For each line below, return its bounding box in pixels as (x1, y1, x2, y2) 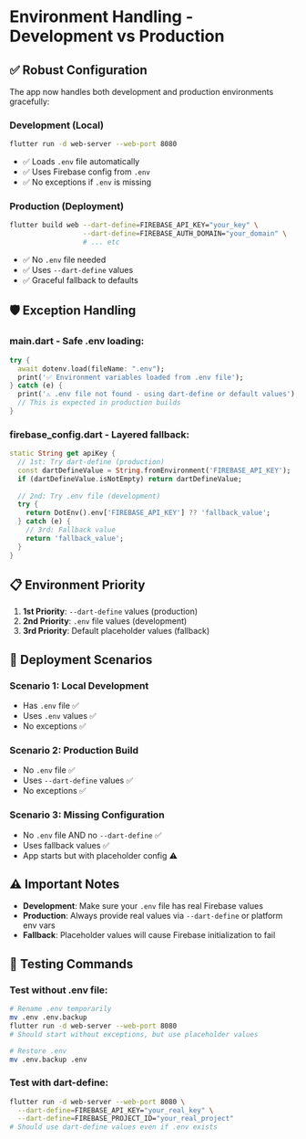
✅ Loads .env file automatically (22, 156, 140, 167)
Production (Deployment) (9, 200, 125, 213)
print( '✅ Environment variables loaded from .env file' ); (17, 373, 244, 382)
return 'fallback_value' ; (25, 533, 125, 543)
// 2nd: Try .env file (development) (17, 491, 161, 501)
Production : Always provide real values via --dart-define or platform (22, 911, 283, 922)
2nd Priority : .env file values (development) (22, 616, 188, 627)
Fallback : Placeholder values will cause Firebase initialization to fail (22, 930, 276, 941)
